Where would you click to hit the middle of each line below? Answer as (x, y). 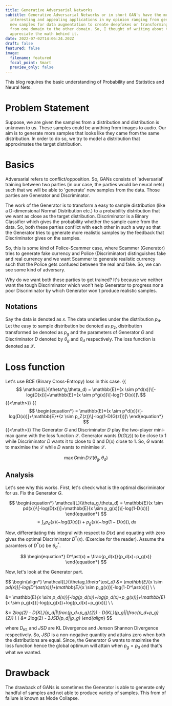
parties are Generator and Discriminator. (48, 195)
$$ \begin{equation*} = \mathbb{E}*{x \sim (75, 410)
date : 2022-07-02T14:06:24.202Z (40, 39)
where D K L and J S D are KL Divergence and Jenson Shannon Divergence (82, 629)
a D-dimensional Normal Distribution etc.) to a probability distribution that (83, 211)
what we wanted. (24, 653)
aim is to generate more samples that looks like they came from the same (82, 133)
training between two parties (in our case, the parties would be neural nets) (85, 184)
